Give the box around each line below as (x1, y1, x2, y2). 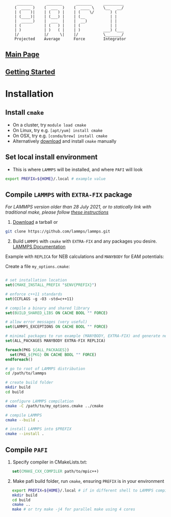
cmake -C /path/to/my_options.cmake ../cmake (5, 403, 103, 408)
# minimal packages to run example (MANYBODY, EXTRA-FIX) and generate (5, 333, 160, 339)
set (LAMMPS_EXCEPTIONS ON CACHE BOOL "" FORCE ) (5, 324, 108, 329)
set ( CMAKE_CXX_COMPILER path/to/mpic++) (12, 469, 99, 474)
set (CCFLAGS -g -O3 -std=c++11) (5, 296, 74, 301)
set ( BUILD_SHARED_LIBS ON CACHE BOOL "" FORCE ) (5, 310, 108, 316)
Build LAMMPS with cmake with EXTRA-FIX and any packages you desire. (12, 238, 157, 244)
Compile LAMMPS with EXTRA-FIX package (5, 190, 132, 199)
